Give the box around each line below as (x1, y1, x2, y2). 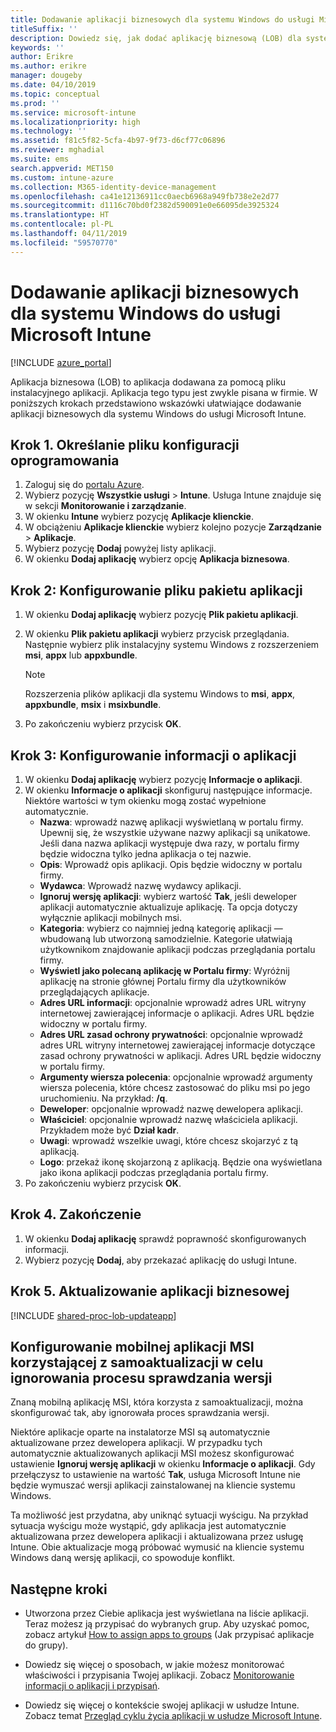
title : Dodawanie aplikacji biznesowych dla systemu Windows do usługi (10, 14, 315, 25)
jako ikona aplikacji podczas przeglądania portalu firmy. (39, 1167, 269, 1178)
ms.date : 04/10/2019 (10, 80, 97, 90)
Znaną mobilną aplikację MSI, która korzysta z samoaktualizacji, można (10, 1396, 304, 1408)
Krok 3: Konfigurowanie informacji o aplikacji (10, 747, 297, 764)
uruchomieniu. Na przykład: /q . (39, 1092, 168, 1104)
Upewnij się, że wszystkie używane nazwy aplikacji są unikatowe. (39, 827, 311, 838)
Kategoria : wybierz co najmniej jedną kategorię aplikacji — (39, 922, 283, 934)
